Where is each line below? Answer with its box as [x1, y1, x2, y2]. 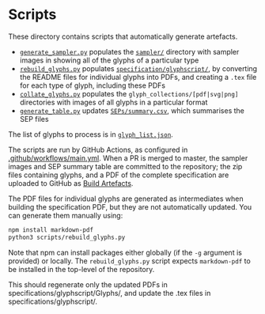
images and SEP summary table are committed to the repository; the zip [8, 161, 243, 171]
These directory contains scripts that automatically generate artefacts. [8, 32, 238, 41]
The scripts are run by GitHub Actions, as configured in [8, 145, 188, 154]
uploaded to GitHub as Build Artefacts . [8, 178, 134, 187]
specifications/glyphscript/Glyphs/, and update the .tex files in [8, 288, 211, 297]
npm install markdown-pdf [8, 225, 93, 234]
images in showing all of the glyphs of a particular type [19, 55, 199, 65]
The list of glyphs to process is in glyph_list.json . [8, 129, 174, 139]
